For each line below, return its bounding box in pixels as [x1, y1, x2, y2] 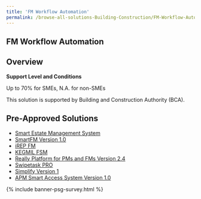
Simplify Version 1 [14, 167, 59, 174]
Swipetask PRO [14, 161, 53, 168]
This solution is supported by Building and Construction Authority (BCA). [6, 96, 185, 103]
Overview [6, 57, 44, 67]
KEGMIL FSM [14, 148, 48, 156]
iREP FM [14, 142, 36, 149]
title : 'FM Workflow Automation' [6, 8, 90, 15]
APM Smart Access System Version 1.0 [14, 174, 111, 181]
